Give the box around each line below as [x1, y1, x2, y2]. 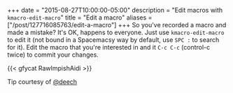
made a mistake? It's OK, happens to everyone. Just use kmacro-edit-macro [7, 28, 225, 36]
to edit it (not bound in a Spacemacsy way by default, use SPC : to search [7, 36, 220, 44]
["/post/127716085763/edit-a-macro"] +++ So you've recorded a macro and [7, 21, 227, 29]
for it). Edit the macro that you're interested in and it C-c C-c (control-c [7, 43, 211, 51]
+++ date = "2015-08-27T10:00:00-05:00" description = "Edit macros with [7, 6, 223, 14]
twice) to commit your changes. [7, 50, 99, 59]
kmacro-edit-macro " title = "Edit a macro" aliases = [7, 13, 153, 22]
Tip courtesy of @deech [7, 78, 78, 86]
